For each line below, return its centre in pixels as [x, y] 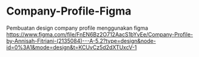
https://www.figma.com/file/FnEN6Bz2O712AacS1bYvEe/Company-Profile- [99, 34]
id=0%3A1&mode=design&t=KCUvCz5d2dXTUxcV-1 [72, 47]
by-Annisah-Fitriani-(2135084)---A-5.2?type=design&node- [81, 41]
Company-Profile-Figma [69, 11]
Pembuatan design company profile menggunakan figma [77, 28]
